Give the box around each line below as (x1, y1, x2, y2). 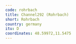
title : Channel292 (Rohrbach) (5, 12, 69, 17)
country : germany (5, 21, 42, 27)
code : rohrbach (5, 7, 37, 13)
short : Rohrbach (5, 17, 40, 22)
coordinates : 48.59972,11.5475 (5, 31, 71, 36)
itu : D (5, 26, 19, 31)
